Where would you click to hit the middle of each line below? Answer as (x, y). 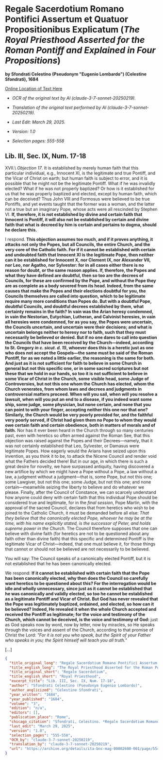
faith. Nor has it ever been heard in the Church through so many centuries (79, 430)
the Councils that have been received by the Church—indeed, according (79, 342)
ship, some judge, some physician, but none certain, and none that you (78, 404)
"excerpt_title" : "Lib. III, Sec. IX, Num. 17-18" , (63, 681)
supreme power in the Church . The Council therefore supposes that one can (81, 528)
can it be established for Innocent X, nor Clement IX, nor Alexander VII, (78, 260)
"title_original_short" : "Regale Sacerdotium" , (58, 672)
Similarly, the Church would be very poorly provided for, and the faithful (79, 415)
